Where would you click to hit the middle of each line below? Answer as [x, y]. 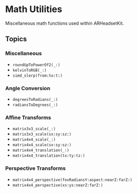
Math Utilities [34, 9]
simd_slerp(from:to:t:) [38, 76]
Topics [16, 39]
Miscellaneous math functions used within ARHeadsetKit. [65, 23]
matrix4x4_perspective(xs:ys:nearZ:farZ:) [58, 185]
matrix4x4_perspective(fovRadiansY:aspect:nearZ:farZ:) [72, 180]
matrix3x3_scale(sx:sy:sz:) [42, 135]
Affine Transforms [28, 117]
